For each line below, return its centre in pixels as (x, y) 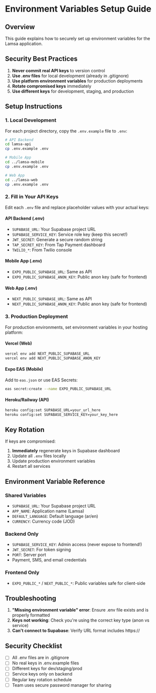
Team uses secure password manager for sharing (62, 685)
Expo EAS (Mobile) (24, 369)
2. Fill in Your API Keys (32, 197)
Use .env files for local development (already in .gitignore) (70, 76)
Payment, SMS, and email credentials (49, 560)
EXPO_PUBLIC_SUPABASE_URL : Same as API (52, 272)
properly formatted (31, 615)
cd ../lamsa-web (21, 180)
